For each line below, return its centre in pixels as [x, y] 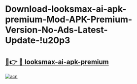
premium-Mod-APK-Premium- [69, 19]
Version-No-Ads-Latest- [56, 30]
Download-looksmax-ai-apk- [66, 9]
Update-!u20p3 [38, 41]
